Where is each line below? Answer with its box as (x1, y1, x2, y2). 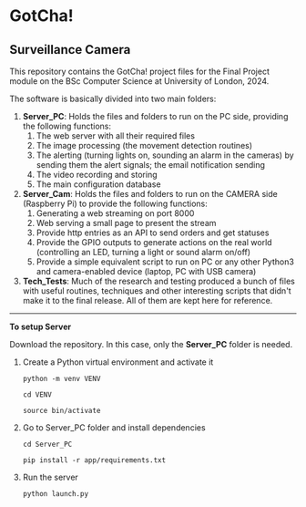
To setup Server (9, 321, 71, 332)
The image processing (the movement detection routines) (36, 140, 253, 150)
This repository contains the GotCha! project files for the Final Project (9, 66, 270, 77)
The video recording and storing (36, 170, 158, 180)
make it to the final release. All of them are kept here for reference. (22, 295, 273, 305)
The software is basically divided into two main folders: (9, 93, 217, 104)
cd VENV (22, 390, 52, 399)
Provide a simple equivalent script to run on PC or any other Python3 (36, 256, 294, 267)
